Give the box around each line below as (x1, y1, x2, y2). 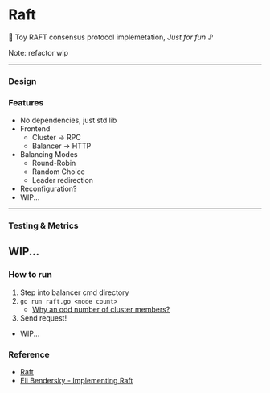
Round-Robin (31, 159, 76, 168)
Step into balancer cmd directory (19, 288, 129, 297)
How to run (8, 269, 52, 280)
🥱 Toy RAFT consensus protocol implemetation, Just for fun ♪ (8, 32, 214, 42)
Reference (8, 349, 50, 360)
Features (8, 97, 44, 108)
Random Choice (31, 167, 86, 176)
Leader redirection (31, 176, 94, 185)
